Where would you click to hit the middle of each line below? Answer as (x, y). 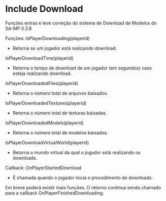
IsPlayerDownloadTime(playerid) (39, 58)
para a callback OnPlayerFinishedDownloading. (55, 193)
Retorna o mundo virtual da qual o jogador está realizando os (76, 152)
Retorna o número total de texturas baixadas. (60, 113)
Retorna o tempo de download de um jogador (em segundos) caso (82, 68)
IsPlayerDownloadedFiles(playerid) (42, 83)
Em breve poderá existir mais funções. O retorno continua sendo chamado (83, 187)
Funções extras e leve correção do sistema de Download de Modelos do (81, 23)
